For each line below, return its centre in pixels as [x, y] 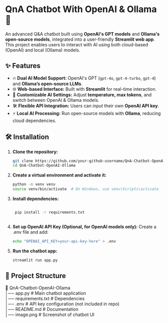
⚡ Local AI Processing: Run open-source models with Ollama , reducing [87, 113]
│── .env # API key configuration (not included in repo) [62, 304]
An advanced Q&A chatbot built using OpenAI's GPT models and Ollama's [82, 34]
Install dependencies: [36, 199]
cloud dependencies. [34, 120]
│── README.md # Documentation [42, 309]
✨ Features [23, 66]
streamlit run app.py [35, 260]
